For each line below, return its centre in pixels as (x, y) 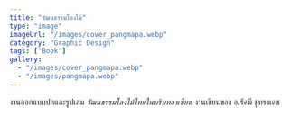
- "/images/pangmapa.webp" (68, 76)
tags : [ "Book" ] (38, 51)
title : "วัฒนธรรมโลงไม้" (48, 18)
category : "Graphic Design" (62, 43)
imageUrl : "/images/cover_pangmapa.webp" (89, 34)
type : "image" (36, 26)
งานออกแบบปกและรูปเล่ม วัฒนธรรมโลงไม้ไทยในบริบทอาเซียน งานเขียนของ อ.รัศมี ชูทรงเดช (144, 102)
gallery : (26, 59)
